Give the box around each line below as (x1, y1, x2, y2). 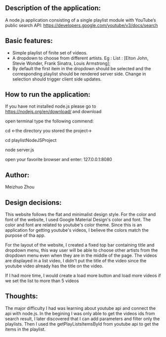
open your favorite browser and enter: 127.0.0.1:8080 (5, 157, 112, 163)
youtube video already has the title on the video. (5, 263, 104, 269)
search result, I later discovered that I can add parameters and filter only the (5, 316, 160, 322)
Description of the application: (5, 4, 101, 12)
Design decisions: (5, 198, 62, 207)
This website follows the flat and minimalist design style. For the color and (5, 211, 156, 217)
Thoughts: (5, 292, 38, 300)
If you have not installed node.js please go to (5, 103, 96, 109)
